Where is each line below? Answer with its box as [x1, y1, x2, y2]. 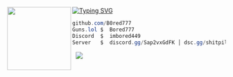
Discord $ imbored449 [72, 32, 141, 39]
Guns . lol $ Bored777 [72, 26, 135, 33]
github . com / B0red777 [72, 20, 132, 27]
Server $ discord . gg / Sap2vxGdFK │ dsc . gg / [72, 38, 206, 46]
